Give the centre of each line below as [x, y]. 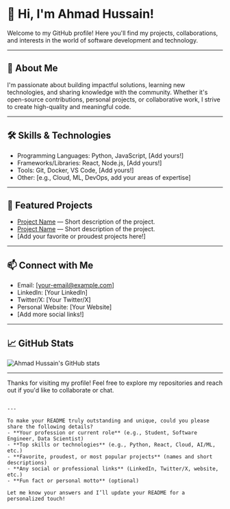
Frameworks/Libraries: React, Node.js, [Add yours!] [89, 163]
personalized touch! [37, 499]
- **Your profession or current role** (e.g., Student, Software [102, 433]
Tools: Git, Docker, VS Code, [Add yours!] [75, 170]
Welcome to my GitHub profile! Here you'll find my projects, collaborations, [113, 33]
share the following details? [50, 427]
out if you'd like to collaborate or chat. [61, 390]
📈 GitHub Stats [40, 343]
